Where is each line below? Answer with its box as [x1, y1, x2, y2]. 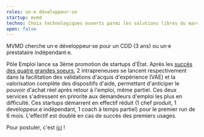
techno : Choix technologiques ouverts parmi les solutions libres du [6, 20, 186, 26]
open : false [6, 25, 36, 32]
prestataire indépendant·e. [6, 49, 73, 56]
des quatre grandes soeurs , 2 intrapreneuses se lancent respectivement [6, 67, 187, 75]
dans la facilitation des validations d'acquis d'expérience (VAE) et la [6, 73, 176, 81]
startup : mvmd [6, 15, 42, 21]
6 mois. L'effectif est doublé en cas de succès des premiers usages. [6, 112, 177, 119]
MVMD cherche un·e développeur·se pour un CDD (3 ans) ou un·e [6, 42, 172, 50]
